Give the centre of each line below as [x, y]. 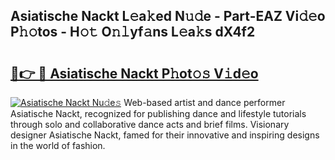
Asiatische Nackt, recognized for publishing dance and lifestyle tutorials [158, 113]
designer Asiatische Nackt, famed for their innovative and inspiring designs [165, 135]
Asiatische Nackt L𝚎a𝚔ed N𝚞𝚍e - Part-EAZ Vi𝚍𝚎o [168, 16]
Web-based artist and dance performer [204, 102]
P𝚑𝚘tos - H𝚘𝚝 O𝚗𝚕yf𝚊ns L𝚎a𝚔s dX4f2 [133, 32]
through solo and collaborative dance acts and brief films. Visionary [150, 124]
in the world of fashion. [58, 145]
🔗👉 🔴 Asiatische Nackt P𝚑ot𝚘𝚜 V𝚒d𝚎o [134, 73]
